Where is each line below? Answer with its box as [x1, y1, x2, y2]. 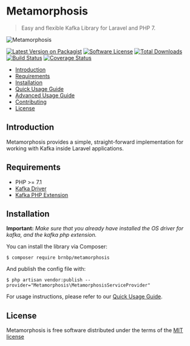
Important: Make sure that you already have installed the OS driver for [6, 225, 184, 232]
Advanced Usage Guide [15, 91, 75, 99]
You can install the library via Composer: [6, 243, 108, 250]
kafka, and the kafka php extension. [6, 231, 97, 239]
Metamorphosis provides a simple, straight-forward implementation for [6, 138, 184, 145]
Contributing [15, 98, 47, 105]
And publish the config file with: [6, 265, 86, 273]
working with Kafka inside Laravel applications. [6, 144, 124, 152]
